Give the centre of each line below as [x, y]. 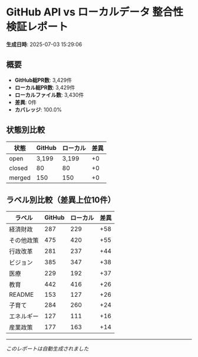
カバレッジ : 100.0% [38, 109]
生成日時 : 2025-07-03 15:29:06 [44, 44]
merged [20, 178]
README [22, 294]
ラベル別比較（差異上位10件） [61, 200]
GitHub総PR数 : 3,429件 [43, 80]
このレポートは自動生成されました [47, 349]
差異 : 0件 [26, 102]
